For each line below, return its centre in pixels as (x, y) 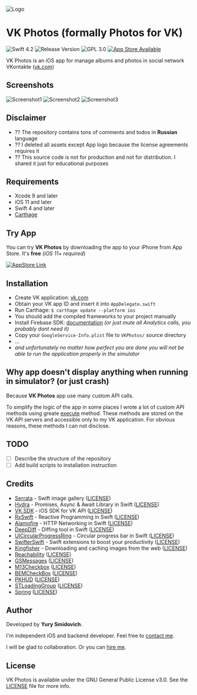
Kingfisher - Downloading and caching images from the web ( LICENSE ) (101, 548)
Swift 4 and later (34, 208)
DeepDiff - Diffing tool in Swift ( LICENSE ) (64, 529)
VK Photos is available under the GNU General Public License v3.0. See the (97, 680)
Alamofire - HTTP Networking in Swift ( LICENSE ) (74, 523)
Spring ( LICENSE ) (36, 592)
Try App (21, 233)
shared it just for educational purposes (61, 163)
